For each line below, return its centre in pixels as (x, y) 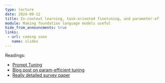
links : (12, 32)
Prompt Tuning (27, 64)
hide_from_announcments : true (36, 28)
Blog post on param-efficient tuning (48, 70)
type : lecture (20, 10)
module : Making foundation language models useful (58, 23)
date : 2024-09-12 (23, 14)
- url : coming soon (27, 37)
